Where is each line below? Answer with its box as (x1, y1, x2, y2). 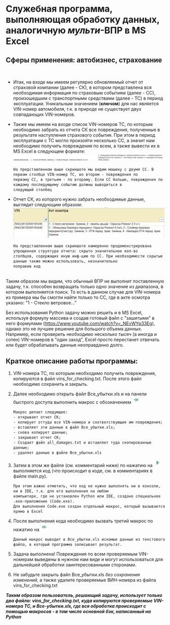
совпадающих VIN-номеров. (13, 111, 75, 117)
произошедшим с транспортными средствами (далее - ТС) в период (13, 95, 163, 101)
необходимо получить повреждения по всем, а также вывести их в (13, 143, 160, 149)
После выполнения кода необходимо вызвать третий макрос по (13, 518, 153, 524)
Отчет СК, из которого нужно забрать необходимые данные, (13, 196, 146, 202)
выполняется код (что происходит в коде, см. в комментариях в (13, 468, 153, 474)
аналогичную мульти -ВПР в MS (6, 25, 146, 36)
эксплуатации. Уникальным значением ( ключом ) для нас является (13, 101, 159, 107)
